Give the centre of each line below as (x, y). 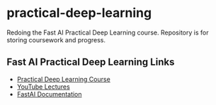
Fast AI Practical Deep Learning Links (91, 62)
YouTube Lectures (43, 87)
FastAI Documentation (49, 94)
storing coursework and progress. (56, 39)
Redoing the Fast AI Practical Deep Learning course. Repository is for (108, 32)
